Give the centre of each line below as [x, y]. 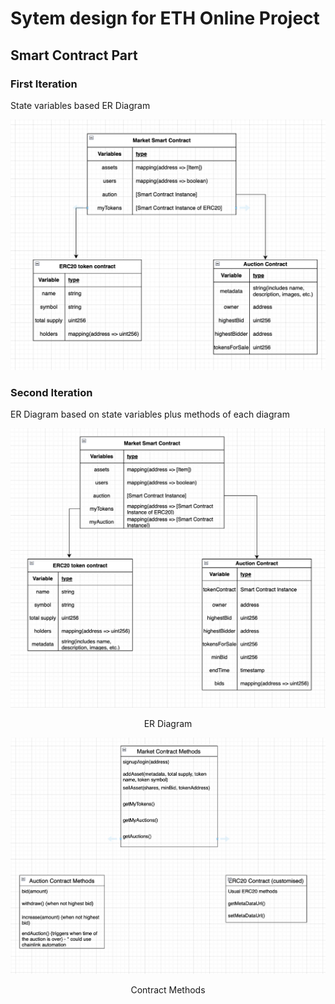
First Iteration [44, 84]
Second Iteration [51, 392]
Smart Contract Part [74, 55]
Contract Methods [168, 989]
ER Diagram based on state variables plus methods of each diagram [150, 414]
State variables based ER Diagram [80, 105]
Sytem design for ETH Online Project [165, 18]
